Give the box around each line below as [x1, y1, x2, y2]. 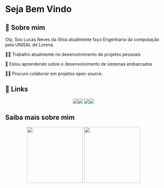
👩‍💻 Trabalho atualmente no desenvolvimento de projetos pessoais [5, 51, 141, 57]
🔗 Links [5, 85, 28, 94]
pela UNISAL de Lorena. [5, 42, 55, 48]
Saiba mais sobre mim [5, 113, 75, 122]
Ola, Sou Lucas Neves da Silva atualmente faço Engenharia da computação [5, 36, 160, 42]
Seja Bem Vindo [5, 3, 72, 15]
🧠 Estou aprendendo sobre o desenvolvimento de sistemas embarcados [5, 61, 153, 67]
